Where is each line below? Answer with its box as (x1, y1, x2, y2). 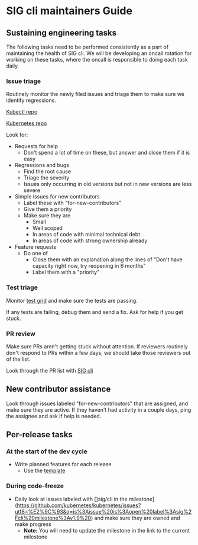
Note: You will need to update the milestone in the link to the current (23, 527, 190, 534)
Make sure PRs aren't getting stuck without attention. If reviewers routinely (6, 342, 188, 350)
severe (23, 187, 40, 194)
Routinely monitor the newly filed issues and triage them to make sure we (6, 91, 185, 98)
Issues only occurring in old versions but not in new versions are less (23, 181, 192, 188)
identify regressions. (6, 97, 56, 104)
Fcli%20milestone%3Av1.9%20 (14, 514, 92, 521)
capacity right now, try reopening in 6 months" (32, 262, 146, 270)
